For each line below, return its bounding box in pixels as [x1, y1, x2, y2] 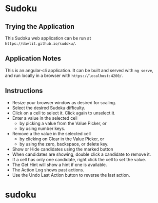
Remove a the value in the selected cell [12, 130, 91, 136]
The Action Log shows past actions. [12, 166, 84, 173]
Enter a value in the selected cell [12, 115, 78, 121]
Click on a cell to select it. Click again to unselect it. [12, 110, 116, 116]
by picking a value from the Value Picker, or [19, 120, 107, 126]
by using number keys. [19, 125, 65, 131]
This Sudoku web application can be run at [5, 35, 91, 41]
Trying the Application [5, 22, 75, 31]
